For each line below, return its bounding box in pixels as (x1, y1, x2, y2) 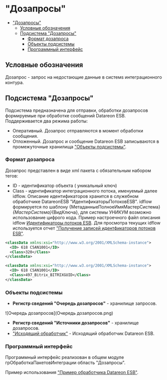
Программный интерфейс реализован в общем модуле (5, 354, 124, 360)
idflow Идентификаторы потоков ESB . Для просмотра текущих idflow (12, 220, 160, 226)
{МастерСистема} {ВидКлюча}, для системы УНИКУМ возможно (12, 209, 151, 215)
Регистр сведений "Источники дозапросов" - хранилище (12, 320, 139, 326)
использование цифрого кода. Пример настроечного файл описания (12, 214, 160, 221)
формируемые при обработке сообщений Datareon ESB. (5, 112, 126, 118)
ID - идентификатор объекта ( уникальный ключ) (12, 182, 117, 188)
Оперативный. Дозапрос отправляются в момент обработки (12, 127, 143, 133)
